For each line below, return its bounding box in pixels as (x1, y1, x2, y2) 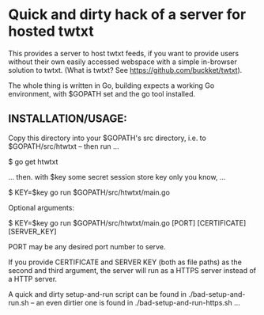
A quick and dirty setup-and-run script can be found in (8, 289, 187, 298)
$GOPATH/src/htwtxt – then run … (8, 141, 120, 151)
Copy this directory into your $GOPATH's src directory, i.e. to (8, 133, 207, 142)
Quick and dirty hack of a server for (8, 6, 247, 24)
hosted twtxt (8, 22, 94, 40)
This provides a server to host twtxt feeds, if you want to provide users (8, 48, 239, 58)
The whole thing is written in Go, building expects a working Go (8, 81, 215, 90)
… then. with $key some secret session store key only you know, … (8, 172, 226, 181)
